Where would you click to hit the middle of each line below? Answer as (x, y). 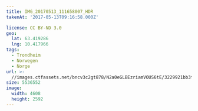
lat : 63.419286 (30, 39)
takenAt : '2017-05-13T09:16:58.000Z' (52, 17)
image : (14, 88)
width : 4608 (26, 94)
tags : (13, 50)
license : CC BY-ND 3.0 (34, 28)
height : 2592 (27, 99)
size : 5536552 (24, 83)
